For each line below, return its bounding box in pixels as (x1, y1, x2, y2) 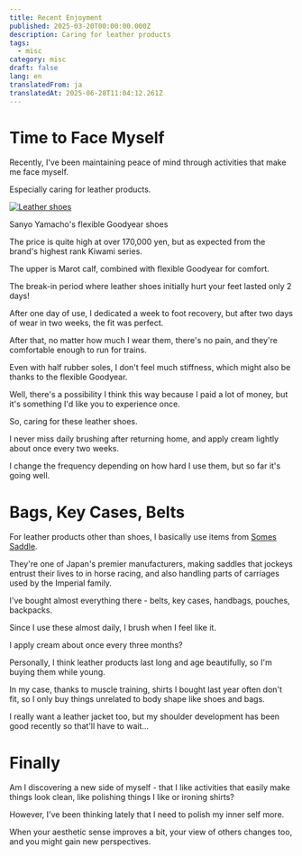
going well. (9, 470, 50, 481)
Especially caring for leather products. (9, 184, 151, 195)
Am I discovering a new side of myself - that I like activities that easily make (9, 782, 290, 793)
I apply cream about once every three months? (9, 640, 183, 651)
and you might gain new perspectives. (9, 836, 151, 847)
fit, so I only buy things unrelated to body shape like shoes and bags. (9, 694, 266, 705)
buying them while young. (9, 667, 105, 678)
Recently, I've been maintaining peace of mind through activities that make (9, 157, 287, 168)
